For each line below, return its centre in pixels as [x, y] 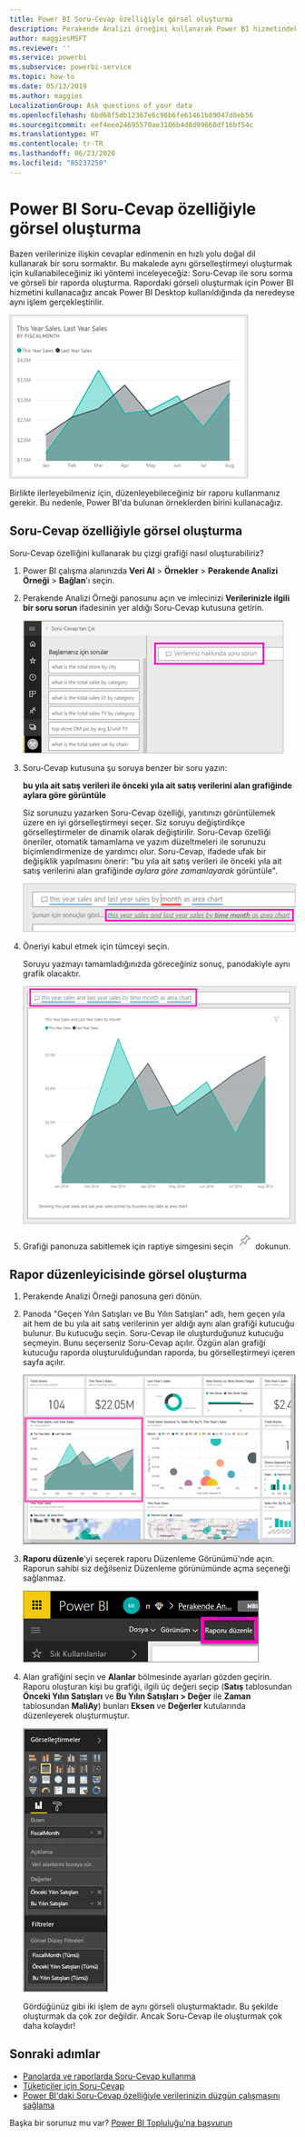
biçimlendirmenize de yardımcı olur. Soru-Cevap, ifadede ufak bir [144, 851]
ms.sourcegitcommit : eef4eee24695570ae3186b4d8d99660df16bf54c [132, 125]
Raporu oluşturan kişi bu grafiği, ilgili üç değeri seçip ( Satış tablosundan [157, 1686]
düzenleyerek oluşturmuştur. [76, 1715]
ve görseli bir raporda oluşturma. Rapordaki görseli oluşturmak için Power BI [152, 283]
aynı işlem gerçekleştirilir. [57, 302]
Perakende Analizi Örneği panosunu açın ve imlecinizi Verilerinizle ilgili [156, 598]
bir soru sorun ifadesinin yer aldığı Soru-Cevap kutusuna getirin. [143, 607]
